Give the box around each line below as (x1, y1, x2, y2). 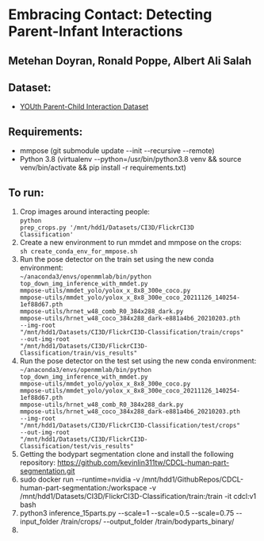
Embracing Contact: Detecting (8, 6, 212, 24)
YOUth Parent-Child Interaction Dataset (19, 102, 149, 112)
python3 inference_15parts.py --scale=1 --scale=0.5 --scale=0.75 (19, 508, 235, 518)
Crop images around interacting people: (19, 207, 151, 217)
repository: (19, 458, 55, 467)
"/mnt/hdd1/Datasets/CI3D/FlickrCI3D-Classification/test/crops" (19, 422, 240, 430)
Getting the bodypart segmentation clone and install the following (19, 450, 234, 459)
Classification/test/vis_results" (19, 443, 134, 451)
